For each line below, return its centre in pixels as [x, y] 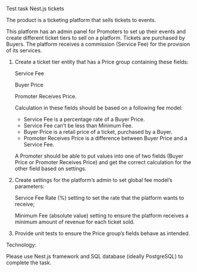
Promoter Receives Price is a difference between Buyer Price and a [105, 138]
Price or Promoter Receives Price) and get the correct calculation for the [103, 162]
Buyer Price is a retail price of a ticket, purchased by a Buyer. [98, 132]
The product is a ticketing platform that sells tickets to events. [81, 20]
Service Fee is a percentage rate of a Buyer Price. [84, 119]
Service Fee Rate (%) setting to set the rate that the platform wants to [99, 198]
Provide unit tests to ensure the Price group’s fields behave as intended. [102, 233]
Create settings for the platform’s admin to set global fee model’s [93, 180]
